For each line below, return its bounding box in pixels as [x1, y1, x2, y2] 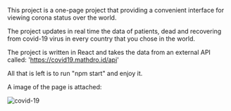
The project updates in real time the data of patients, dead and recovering [7, 27, 222, 35]
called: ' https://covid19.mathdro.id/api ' [7, 55, 120, 64]
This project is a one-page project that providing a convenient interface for [7, 6, 224, 14]
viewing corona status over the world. [7, 13, 117, 22]
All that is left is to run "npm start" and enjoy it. [7, 70, 143, 77]
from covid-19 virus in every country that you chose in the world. [7, 34, 196, 43]
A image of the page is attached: [7, 83, 102, 91]
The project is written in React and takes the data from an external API [7, 48, 211, 56]
